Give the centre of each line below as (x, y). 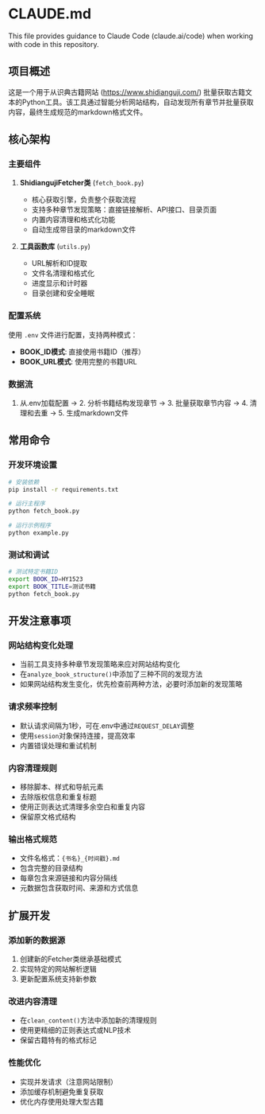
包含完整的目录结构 (51, 868)
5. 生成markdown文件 (94, 413)
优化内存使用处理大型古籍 (61, 1101)
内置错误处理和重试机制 (58, 746)
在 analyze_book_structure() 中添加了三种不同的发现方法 (111, 674)
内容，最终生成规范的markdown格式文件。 (78, 111)
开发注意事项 (40, 621)
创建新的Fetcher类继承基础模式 (70, 959)
